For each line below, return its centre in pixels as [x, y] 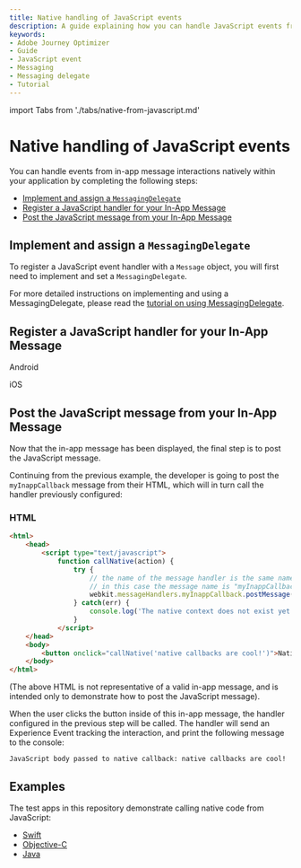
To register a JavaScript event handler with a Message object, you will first [144, 267]
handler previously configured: [66, 494]
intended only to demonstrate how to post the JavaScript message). [135, 697]
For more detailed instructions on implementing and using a [119, 294]
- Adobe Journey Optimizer [60, 43]
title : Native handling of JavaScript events [95, 18]
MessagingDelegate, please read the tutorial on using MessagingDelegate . [147, 303]
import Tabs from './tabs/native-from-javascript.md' [104, 110]
